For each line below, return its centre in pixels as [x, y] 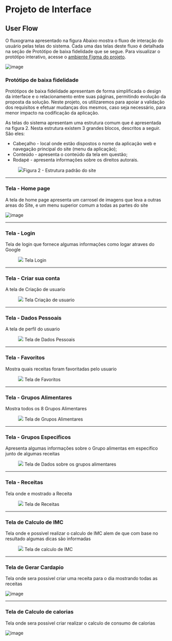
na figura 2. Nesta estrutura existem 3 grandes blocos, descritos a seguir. [83, 128]
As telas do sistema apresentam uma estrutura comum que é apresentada [83, 123]
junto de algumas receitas [33, 454]
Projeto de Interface [48, 9]
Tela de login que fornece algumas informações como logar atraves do [80, 244]
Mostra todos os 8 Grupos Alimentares [46, 409]
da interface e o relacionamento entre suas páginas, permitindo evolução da [86, 97]
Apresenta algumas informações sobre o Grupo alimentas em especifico [82, 448]
